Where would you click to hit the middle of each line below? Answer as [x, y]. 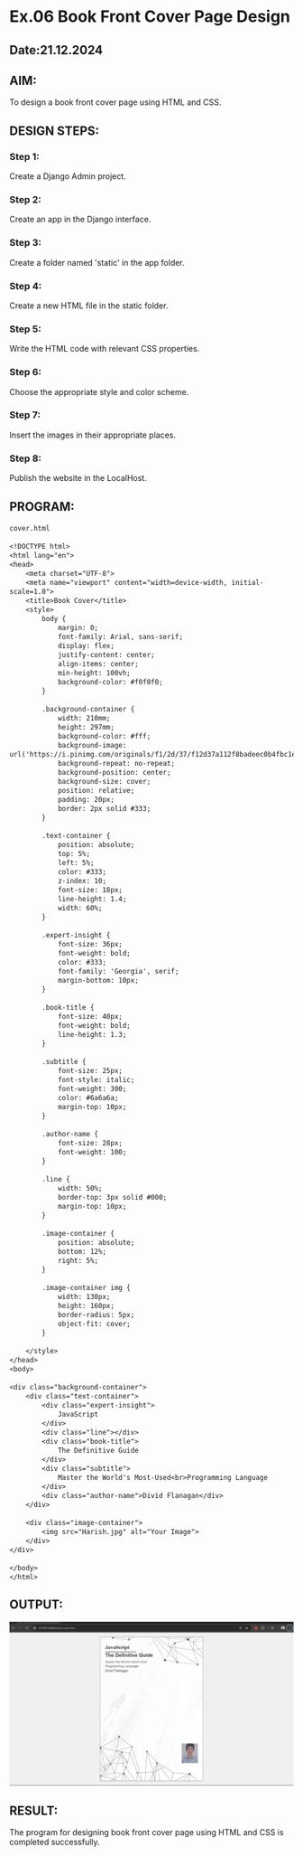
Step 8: [26, 458]
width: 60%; [80, 908]
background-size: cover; [104, 781]
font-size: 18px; [90, 890]
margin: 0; [78, 627]
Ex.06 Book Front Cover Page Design [150, 17]
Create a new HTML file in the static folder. [89, 306]
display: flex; [86, 645]
